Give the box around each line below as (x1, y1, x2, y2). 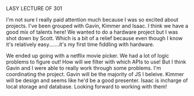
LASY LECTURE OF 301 (6, 5, 62, 12)
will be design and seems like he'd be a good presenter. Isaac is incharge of (6, 77, 188, 84)
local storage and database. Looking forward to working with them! (6, 83, 167, 90)
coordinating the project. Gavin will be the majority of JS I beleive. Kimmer (6, 71, 185, 77)
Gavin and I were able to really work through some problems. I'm (6, 65, 161, 72)
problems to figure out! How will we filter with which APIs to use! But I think (6, 58, 186, 65)
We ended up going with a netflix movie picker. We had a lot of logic (6, 52, 170, 59)
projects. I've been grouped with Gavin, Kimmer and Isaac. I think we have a (6, 23, 188, 29)
